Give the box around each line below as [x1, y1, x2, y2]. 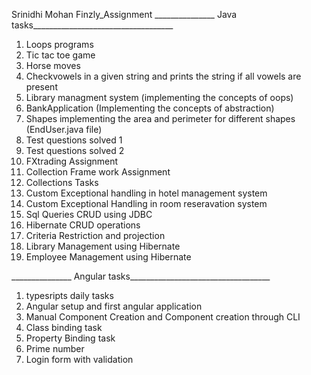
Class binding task [25, 322, 103, 333]
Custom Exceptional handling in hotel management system [25, 187, 268, 199]
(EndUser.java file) [25, 124, 103, 135]
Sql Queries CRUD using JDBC [25, 209, 153, 220]
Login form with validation [25, 354, 134, 365]
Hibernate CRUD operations [25, 219, 141, 231]
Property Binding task [25, 332, 116, 344]
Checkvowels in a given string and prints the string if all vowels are [25, 70, 302, 82]
